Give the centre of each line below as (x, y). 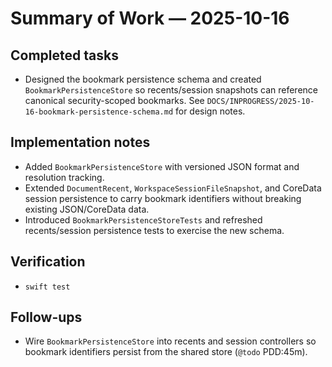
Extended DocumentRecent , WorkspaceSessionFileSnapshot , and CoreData (173, 188)
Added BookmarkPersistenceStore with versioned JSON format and (162, 166)
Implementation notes (80, 142)
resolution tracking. (64, 177)
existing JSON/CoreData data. (87, 209)
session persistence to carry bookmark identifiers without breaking (163, 198)
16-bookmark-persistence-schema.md (99, 112)
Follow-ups (46, 317)
